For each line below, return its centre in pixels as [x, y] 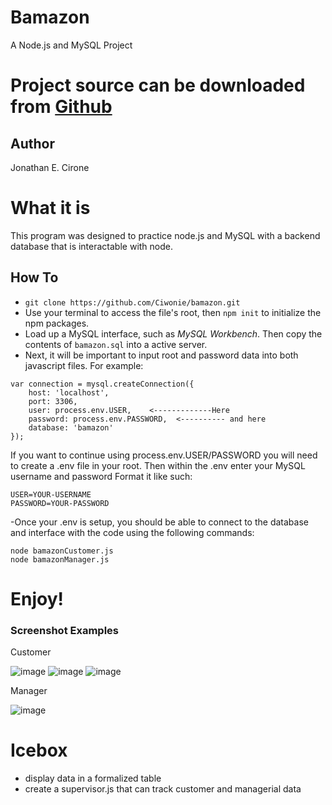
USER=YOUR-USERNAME [51, 494]
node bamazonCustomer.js [62, 551]
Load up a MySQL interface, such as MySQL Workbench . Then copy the [173, 333]
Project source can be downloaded [158, 85]
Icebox [39, 750]
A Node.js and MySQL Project [71, 45]
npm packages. [57, 323]
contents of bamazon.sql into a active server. [116, 344]
